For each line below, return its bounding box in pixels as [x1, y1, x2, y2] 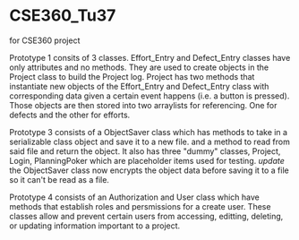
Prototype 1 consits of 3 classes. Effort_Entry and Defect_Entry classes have [9, 52, 291, 63]
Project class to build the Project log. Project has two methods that [9, 71, 255, 81]
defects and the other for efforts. [9, 109, 131, 120]
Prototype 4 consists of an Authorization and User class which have [9, 192, 260, 202]
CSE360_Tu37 [9, 5, 116, 26]
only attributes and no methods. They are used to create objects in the [9, 62, 269, 73]
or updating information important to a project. [9, 220, 181, 231]
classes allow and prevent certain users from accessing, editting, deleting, [9, 210, 284, 221]
